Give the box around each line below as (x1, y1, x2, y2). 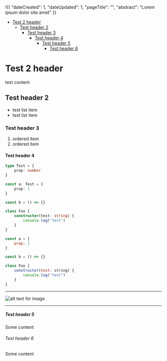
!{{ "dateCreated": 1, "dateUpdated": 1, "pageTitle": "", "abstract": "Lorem (5, 4, 155, 10)
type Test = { (5, 163, 35, 168)
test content (5, 79, 30, 85)
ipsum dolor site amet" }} (5, 9, 57, 15)
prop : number (14, 168, 41, 173)
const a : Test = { (5, 181, 43, 187)
